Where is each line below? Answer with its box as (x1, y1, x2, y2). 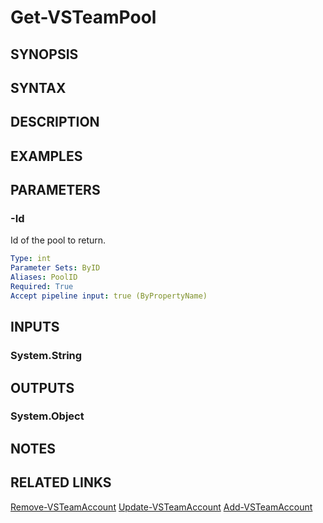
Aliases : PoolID (10, 272, 78, 283)
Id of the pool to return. (10, 234, 107, 246)
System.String (10, 349, 83, 363)
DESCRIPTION (10, 114, 100, 131)
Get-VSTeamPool (10, 6, 157, 29)
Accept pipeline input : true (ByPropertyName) (10, 291, 208, 301)
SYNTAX (10, 79, 67, 96)
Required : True (10, 282, 74, 292)
